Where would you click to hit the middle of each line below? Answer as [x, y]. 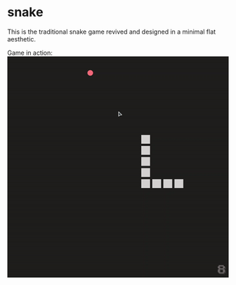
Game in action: [30, 53]
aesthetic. [22, 39]
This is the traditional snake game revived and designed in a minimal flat [112, 32]
